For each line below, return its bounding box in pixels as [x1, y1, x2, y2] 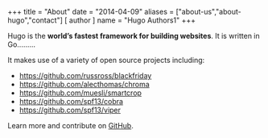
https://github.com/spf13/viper [19, 105, 122, 115]
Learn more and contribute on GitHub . [7, 121, 134, 130]
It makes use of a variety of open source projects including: [7, 56, 205, 65]
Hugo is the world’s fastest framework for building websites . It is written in [7, 31, 260, 40]
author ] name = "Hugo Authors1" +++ [68, 15, 196, 25]
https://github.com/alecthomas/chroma [19, 80, 150, 89]
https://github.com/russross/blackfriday [19, 71, 152, 80]
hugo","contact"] [7, 15, 64, 25]
